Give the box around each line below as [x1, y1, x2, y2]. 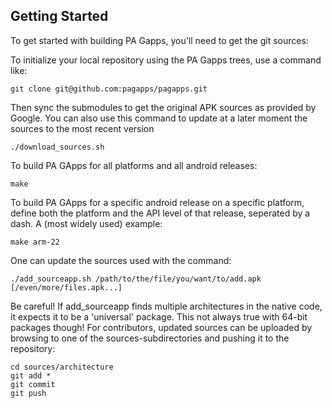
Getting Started [10, 8, 109, 25]
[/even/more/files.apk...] [10, 282, 123, 293]
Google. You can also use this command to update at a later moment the [10, 112, 308, 124]
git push [10, 388, 47, 398]
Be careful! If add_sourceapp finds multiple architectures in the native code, [10, 300, 323, 312]
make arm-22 [10, 237, 60, 247]
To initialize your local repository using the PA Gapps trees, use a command [10, 54, 322, 66]
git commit [10, 379, 56, 389]
